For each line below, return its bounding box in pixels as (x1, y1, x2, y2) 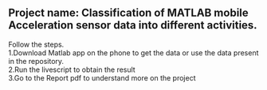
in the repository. (8, 56, 65, 66)
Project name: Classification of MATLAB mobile (8, 6, 249, 20)
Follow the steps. (8, 39, 65, 49)
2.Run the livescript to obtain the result (8, 65, 135, 74)
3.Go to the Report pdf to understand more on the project (8, 73, 196, 82)
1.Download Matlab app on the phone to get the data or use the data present (8, 47, 259, 58)
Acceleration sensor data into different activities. (8, 19, 257, 32)
